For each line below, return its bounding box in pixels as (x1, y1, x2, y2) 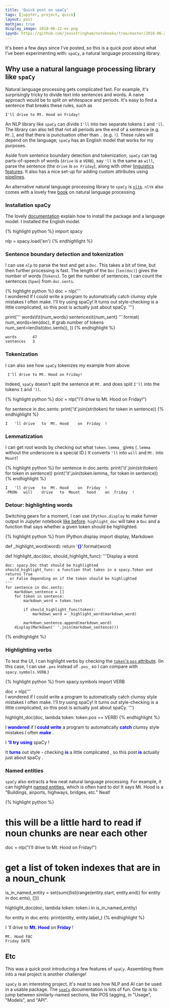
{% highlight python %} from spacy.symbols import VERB (5, 679, 125, 685)
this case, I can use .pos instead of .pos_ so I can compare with (5, 663, 138, 669)
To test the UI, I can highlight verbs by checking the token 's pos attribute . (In (5, 658, 164, 664)
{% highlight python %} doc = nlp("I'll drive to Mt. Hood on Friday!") (5, 396, 147, 402)
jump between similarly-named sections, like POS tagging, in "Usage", (5, 991, 152, 997)
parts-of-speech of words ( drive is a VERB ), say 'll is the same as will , (5, 157, 155, 163)
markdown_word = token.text (23, 598, 82, 604)
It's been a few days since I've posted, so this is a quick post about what (5, 45, 157, 51)
